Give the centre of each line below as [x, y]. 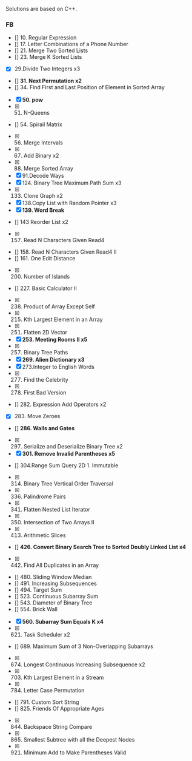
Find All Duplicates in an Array [61, 565]
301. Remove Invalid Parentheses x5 [69, 454]
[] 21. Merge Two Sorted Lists [51, 50]
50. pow [33, 100]
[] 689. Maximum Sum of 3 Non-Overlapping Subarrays [84, 646]
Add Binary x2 [41, 156]
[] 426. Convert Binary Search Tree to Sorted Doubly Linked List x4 [100, 547]
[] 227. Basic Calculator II [45, 288]
